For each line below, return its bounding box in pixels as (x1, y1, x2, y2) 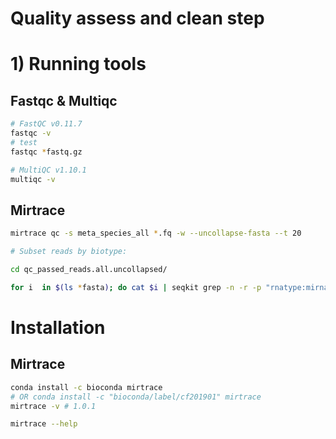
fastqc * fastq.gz (10, 147, 83, 157)
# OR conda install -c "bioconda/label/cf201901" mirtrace (10, 392, 262, 402)
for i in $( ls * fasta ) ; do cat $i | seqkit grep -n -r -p (10, 282, 262, 292)
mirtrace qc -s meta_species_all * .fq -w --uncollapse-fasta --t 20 (10, 228, 302, 239)
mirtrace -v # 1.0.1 (10, 401, 97, 411)
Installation (10, 316, 106, 339)
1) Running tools (10, 53, 147, 76)
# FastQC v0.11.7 (10, 119, 83, 129)
